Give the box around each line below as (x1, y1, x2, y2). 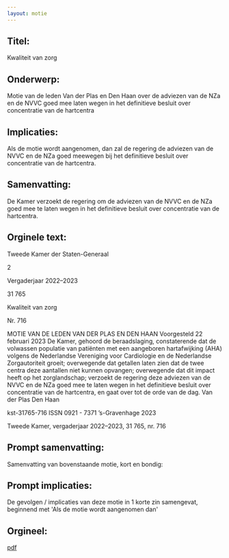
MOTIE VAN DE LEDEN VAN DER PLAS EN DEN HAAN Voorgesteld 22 (7, 329, 203, 338)
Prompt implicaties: (7, 480, 92, 491)
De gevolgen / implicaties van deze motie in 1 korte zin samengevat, (7, 498, 198, 507)
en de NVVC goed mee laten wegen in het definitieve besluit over (7, 99, 191, 107)
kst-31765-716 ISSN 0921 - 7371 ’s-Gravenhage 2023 (7, 408, 157, 417)
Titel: (7, 36, 30, 47)
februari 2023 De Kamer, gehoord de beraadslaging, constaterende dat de (7, 337, 217, 345)
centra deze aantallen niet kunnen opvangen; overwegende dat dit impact (7, 366, 215, 374)
